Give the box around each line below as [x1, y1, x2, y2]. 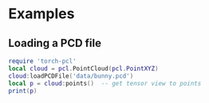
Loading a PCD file [8, 36, 102, 50]
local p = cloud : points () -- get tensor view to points [8, 79, 202, 87]
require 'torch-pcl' [8, 57, 77, 65]
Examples [8, 5, 75, 23]
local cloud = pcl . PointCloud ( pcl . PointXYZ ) [8, 64, 159, 72]
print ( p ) [8, 86, 37, 95]
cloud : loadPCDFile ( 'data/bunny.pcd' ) [8, 72, 134, 80]
